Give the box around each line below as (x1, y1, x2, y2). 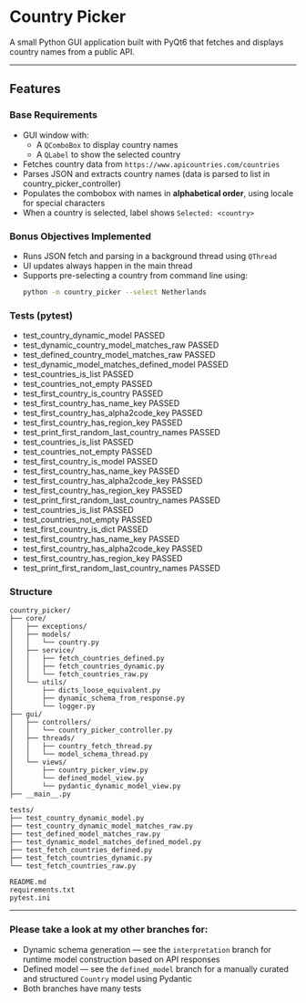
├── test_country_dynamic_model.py (9, 814, 145, 823)
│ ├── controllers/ (9, 718, 92, 727)
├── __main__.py (9, 789, 71, 799)
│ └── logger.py (9, 702, 96, 711)
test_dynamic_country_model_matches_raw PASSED (22, 340, 219, 350)
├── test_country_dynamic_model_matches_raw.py (9, 821, 194, 831)
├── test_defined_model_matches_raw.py (9, 830, 161, 839)
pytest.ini (9, 893, 51, 903)
